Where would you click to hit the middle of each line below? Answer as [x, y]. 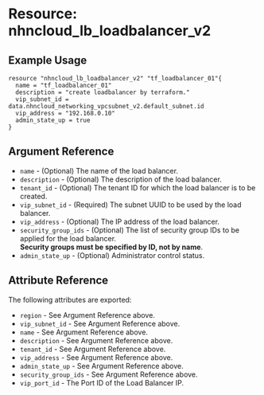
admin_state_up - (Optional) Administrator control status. [112, 255]
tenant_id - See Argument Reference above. [93, 349]
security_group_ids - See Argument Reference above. [109, 374]
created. [33, 196]
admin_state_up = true [53, 120]
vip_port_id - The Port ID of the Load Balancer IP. [102, 382]
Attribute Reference [58, 281]
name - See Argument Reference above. [84, 332]
